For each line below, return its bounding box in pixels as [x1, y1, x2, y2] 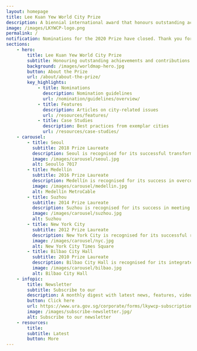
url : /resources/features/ [43, 112, 109, 118]
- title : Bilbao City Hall [27, 249, 93, 255]
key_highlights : [27, 80, 67, 86]
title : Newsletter [27, 281, 72, 288]
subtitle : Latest [27, 330, 69, 336]
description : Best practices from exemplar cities [43, 123, 169, 129]
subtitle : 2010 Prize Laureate [32, 254, 109, 260]
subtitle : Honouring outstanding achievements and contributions [27, 58, 191, 63]
